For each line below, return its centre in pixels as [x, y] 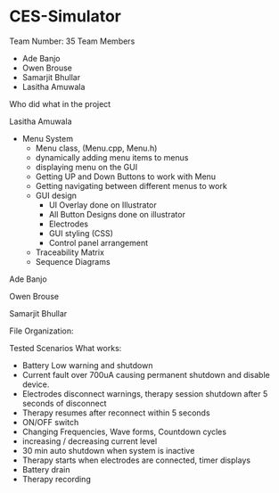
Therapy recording [56, 479]
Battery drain [46, 469]
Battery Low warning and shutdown [87, 365]
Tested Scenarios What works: [66, 348]
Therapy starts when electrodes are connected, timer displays [136, 460]
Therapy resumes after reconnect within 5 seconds [116, 413]
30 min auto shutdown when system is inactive [108, 450]
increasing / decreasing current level [90, 441]
